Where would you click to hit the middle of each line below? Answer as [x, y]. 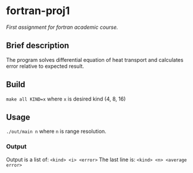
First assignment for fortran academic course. [62, 27]
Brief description [38, 46]
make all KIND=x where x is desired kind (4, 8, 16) [66, 99]
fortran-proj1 [38, 11]
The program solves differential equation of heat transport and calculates [95, 59]
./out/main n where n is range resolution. [56, 131]
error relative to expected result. [45, 66]
